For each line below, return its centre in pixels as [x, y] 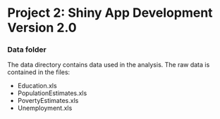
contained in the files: [39, 72]
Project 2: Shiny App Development [110, 13]
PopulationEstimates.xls [52, 93]
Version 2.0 [42, 28]
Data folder [27, 50]
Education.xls [37, 86]
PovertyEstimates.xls [48, 101]
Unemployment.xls [45, 108]
